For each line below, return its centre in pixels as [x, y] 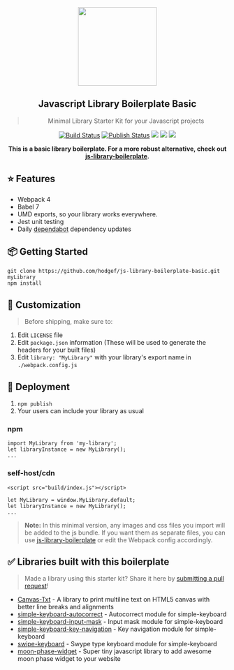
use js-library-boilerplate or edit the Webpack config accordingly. [118, 539]
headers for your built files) [57, 350]
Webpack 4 [34, 199]
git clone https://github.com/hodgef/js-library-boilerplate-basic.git [114, 271]
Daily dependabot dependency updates [74, 229]
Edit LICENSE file [40, 335]
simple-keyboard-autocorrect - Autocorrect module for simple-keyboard [122, 614]
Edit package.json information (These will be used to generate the [111, 343]
